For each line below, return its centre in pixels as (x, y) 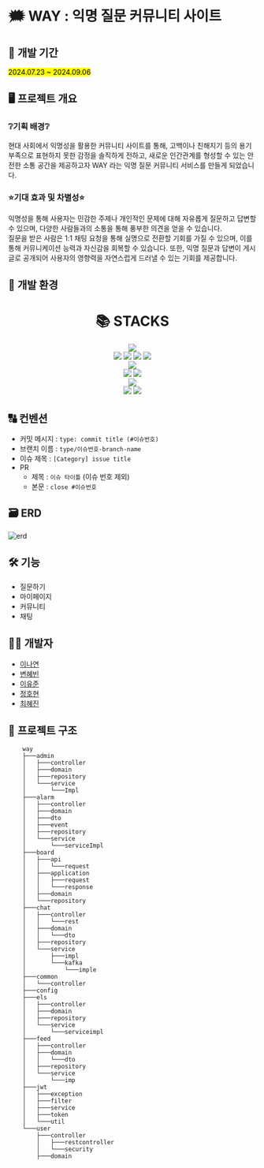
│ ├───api (42, 860)
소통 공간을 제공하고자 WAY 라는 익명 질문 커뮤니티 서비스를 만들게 (125, 165)
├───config (40, 991)
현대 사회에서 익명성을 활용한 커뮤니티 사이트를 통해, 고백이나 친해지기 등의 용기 (130, 145)
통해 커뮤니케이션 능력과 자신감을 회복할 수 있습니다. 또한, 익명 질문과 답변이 (125, 248)
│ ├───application (56, 873)
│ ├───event (45, 825)
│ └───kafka (52, 963)
